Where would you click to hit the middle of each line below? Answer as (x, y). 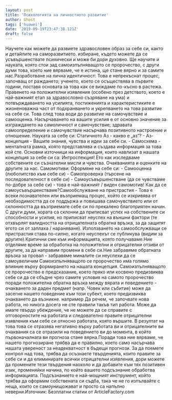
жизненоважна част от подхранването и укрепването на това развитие (84, 108)
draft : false (19, 34)
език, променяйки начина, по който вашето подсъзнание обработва (80, 370)
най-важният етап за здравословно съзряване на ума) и (67, 97)
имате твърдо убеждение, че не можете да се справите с (69, 310)
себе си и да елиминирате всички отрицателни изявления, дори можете (85, 359)
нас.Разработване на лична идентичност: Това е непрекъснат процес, (82, 76)
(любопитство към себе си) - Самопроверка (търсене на (68, 174)
